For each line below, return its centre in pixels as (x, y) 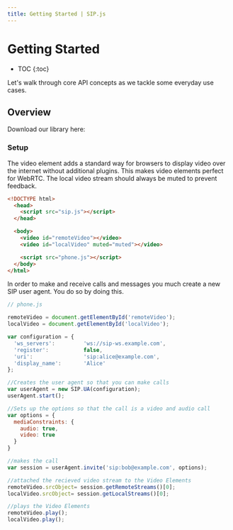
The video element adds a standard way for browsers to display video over (116, 163)
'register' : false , (58, 350)
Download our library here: (46, 129)
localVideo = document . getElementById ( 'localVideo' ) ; (89, 324)
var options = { (31, 415)
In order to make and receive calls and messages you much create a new (114, 284)
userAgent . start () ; (36, 396)
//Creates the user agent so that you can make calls (89, 383)
